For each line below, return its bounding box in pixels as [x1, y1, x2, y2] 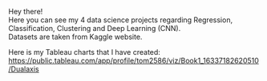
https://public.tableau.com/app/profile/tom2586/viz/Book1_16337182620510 [8, 56, 259, 65]
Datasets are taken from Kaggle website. [8, 32, 143, 41]
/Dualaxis [8, 64, 39, 74]
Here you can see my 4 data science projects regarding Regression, [8, 15, 233, 25]
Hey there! [8, 7, 43, 16]
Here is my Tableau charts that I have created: [8, 48, 160, 56]
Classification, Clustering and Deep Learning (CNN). [8, 24, 181, 33]
